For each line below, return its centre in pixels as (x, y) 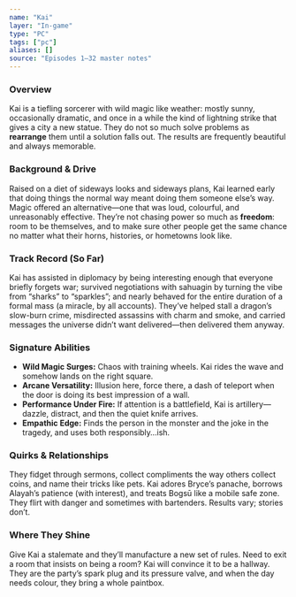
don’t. (20, 512)
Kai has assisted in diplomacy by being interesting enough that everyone (141, 277)
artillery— (253, 404)
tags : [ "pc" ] (33, 42)
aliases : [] (31, 50)
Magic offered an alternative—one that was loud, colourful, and (125, 207)
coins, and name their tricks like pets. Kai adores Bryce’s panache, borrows (146, 484)
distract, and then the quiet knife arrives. (125, 414)
